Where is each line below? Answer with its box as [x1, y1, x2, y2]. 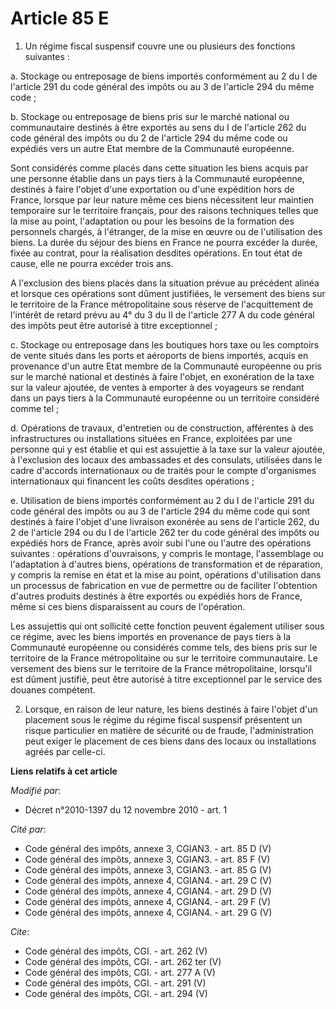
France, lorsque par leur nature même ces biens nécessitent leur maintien [10, 193, 315, 206]
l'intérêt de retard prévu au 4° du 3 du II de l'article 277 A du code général [10, 308, 315, 321]
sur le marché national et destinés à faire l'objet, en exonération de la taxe [10, 370, 315, 382]
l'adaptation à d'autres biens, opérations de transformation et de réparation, [10, 558, 323, 570]
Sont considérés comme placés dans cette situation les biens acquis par [10, 162, 309, 174]
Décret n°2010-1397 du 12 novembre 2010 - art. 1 [24, 803, 228, 816]
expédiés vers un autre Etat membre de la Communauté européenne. [10, 142, 295, 154]
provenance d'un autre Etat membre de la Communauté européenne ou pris [10, 360, 322, 372]
